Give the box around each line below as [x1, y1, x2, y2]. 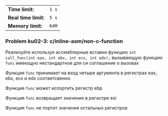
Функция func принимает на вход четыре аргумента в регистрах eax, [5, 70, 157, 76]
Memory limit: [8, 22, 42, 30]
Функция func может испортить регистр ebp [5, 85, 103, 91]
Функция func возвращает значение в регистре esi [5, 95, 116, 101]
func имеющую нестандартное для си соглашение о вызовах [5, 60, 139, 66]
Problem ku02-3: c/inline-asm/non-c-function [5, 38, 124, 45]
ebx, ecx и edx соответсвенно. [5, 75, 71, 81]
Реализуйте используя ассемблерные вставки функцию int [5, 49, 136, 55]
